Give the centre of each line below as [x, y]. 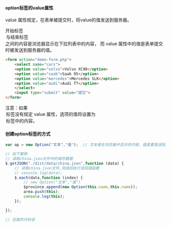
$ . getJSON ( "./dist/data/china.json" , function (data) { [65, 163]
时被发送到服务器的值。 [30, 50]
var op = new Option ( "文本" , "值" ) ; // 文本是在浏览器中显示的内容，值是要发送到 [85, 145]
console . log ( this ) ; [44, 197]
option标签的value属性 [29, 8]
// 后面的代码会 [20, 219]
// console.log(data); [38, 173]
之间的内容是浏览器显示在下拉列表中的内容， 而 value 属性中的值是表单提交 [84, 44]
